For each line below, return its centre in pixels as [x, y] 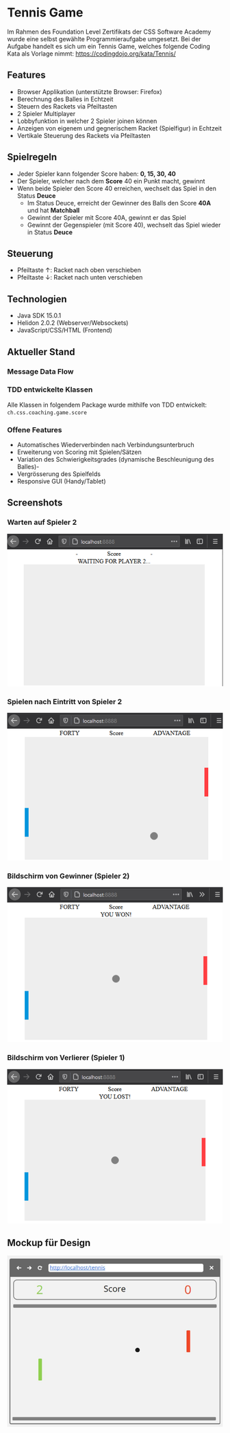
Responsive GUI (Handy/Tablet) [61, 482]
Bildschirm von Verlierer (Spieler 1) [66, 1058]
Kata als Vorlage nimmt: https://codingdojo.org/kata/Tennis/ [91, 54]
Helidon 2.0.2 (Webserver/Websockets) [73, 323]
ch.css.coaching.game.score [47, 413]
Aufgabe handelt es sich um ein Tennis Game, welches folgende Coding [109, 46]
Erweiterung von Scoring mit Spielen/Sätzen [79, 452]
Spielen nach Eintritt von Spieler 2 [65, 701]
